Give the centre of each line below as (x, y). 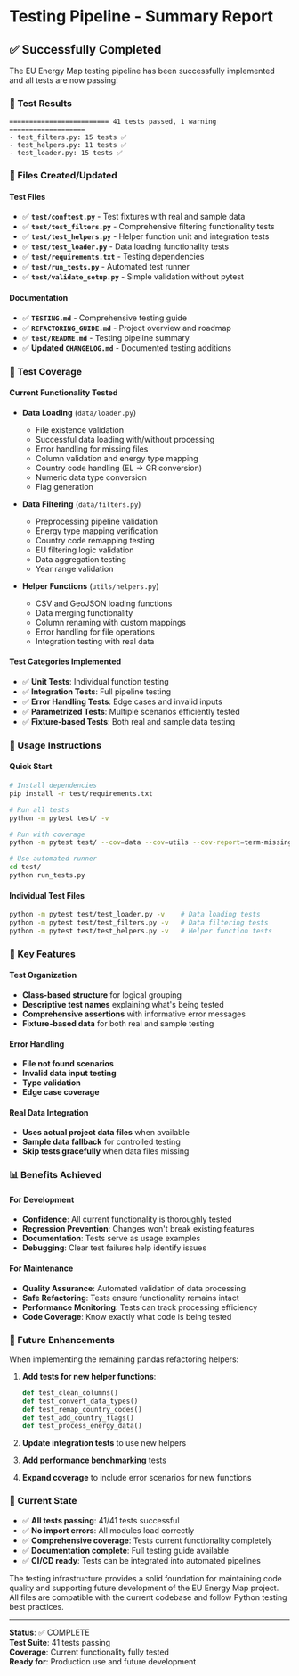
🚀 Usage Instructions (56, 745)
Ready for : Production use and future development (103, 1661)
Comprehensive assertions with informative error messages (134, 1014)
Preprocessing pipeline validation (97, 521)
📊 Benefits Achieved (56, 1175)
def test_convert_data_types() (80, 1401)
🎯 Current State (43, 1501)
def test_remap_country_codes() (82, 1409)
